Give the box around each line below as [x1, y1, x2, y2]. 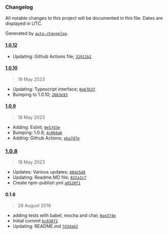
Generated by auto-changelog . [5, 30, 69, 37]
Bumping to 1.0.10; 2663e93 [12, 91, 68, 97]
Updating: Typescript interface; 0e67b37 [12, 86, 95, 92]
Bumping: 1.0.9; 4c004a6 [12, 129, 62, 136]
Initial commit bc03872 [12, 218, 58, 224]
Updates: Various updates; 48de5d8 [12, 169, 86, 175]
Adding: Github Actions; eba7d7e [12, 135, 80, 141]
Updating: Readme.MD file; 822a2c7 [12, 174, 87, 181]
